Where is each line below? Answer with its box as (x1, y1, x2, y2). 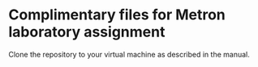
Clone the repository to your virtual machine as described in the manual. (8, 49, 250, 59)
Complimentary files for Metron (8, 6, 226, 24)
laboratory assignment (8, 23, 166, 41)
